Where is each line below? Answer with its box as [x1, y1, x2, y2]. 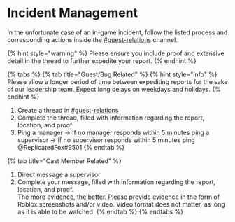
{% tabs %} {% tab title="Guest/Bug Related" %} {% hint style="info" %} [7, 70, 218, 78]
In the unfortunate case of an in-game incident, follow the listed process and [7, 28, 228, 36]
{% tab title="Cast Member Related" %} [7, 156, 122, 165]
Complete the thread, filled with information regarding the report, [17, 113, 205, 122]
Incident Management [7, 5, 138, 21]
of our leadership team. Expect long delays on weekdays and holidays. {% [7, 85, 222, 93]
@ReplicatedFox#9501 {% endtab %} [17, 143, 125, 151]
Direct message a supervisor [17, 170, 101, 179]
